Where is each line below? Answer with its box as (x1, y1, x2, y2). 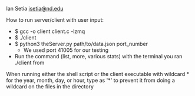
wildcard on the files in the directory (6, 83, 94, 90)
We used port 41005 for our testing (23, 47, 109, 54)
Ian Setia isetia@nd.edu (6, 5, 64, 12)
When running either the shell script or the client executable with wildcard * (6, 71, 190, 77)
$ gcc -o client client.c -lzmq (14, 28, 85, 35)
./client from (14, 59, 45, 66)
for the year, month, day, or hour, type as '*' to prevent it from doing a (6, 77, 176, 84)
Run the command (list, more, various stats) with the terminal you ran (14, 53, 183, 59)
